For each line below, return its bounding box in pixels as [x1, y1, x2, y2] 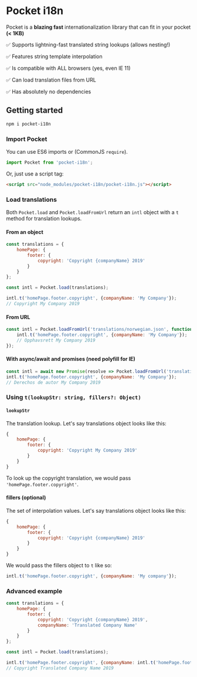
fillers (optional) [6, 494, 46, 501]
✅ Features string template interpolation [6, 53, 103, 60]
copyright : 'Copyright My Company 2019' [37, 448, 138, 453]
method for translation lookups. [6, 215, 82, 222]
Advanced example [6, 587, 63, 595]
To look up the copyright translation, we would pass [6, 474, 131, 482]
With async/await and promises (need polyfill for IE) [6, 356, 136, 363]
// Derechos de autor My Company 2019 [6, 380, 101, 385]
